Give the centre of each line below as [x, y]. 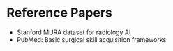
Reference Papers [60, 13]
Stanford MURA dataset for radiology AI [74, 32]
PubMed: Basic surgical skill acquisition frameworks [91, 39]
